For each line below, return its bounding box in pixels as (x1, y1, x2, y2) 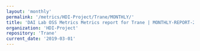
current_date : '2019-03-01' (6, 36, 76, 42)
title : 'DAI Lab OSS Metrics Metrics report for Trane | (6, 19, 151, 25)
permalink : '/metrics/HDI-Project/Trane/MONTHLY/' (6, 14, 135, 20)
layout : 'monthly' (6, 8, 52, 15)
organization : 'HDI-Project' (6, 25, 79, 31)
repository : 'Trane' (6, 30, 58, 36)
